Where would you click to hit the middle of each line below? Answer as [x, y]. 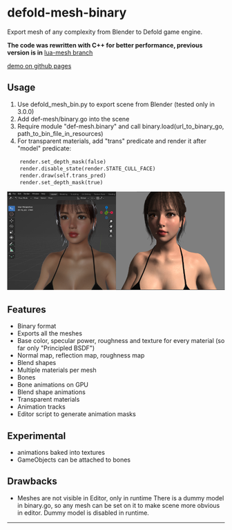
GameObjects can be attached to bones [74, 460]
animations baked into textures [61, 453]
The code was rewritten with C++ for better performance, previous [105, 45]
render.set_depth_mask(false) [63, 161]
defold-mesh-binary [67, 13]
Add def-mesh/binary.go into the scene [73, 119]
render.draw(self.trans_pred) [63, 175]
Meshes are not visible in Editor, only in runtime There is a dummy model [120, 498]
